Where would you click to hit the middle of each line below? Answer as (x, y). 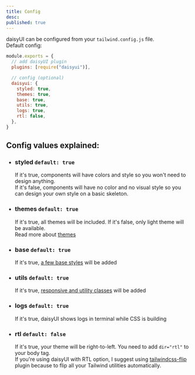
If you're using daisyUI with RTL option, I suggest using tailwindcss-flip (100, 359)
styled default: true (45, 162)
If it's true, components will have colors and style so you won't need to (100, 175)
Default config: (24, 45)
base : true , (31, 100)
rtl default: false (40, 334)
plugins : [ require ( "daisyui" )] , (51, 67)
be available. (30, 228)
